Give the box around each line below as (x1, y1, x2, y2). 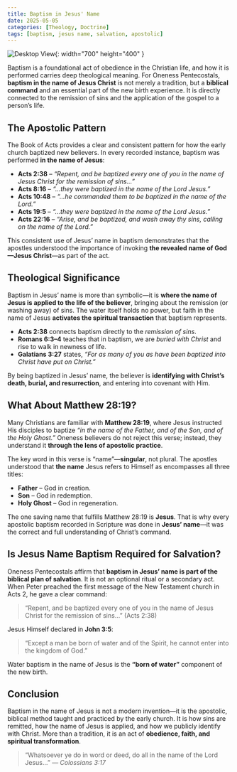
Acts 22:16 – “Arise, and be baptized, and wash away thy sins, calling (17, 215, 224, 224)
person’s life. (7, 101, 45, 110)
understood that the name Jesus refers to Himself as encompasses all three (7, 462, 231, 471)
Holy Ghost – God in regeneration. (17, 498, 118, 507)
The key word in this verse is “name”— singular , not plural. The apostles (7, 454, 218, 463)
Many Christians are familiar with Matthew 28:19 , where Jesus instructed (7, 418, 222, 427)
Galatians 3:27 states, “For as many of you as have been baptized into (17, 350, 226, 358)
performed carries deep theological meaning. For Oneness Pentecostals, (7, 71, 221, 80)
